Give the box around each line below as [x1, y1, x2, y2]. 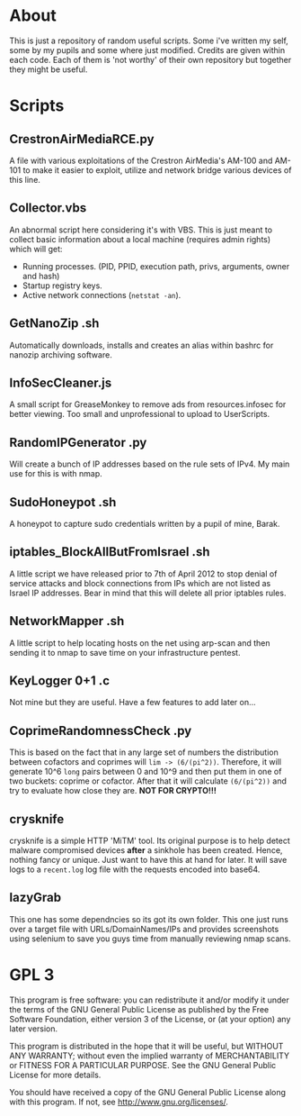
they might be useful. [9, 64, 88, 75]
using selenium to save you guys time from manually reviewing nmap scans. [9, 933, 291, 944]
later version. [9, 1023, 58, 1034]
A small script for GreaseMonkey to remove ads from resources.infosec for [9, 399, 287, 410]
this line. [9, 174, 40, 185]
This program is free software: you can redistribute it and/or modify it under [9, 994, 289, 1005]
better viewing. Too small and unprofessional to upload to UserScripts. [9, 409, 270, 420]
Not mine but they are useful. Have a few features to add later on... [9, 697, 256, 708]
